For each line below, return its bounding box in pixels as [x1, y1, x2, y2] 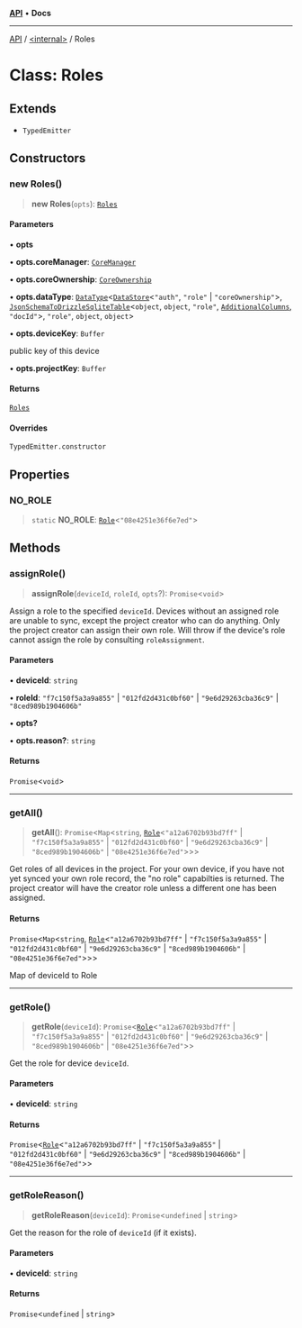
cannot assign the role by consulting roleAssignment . [9, 634, 205, 645]
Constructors [9, 150, 86, 166]
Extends [9, 101, 57, 116]
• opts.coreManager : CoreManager [9, 256, 137, 267]
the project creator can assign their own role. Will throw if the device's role [9, 624, 286, 635]
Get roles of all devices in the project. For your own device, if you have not [9, 864, 285, 875]
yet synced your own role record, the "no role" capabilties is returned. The [9, 873, 285, 884]
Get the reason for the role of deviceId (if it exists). [9, 1227, 198, 1238]
